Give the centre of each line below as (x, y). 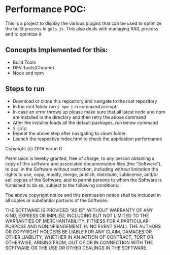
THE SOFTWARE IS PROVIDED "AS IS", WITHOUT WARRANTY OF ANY (79, 210)
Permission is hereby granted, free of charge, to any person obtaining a (80, 158)
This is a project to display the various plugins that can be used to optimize (83, 23)
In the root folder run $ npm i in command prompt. (65, 106)
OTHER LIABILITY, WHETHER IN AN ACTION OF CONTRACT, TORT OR (79, 237)
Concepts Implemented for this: (57, 50)
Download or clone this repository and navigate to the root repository (85, 101)
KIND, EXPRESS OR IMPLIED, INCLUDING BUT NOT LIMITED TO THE (77, 216)
